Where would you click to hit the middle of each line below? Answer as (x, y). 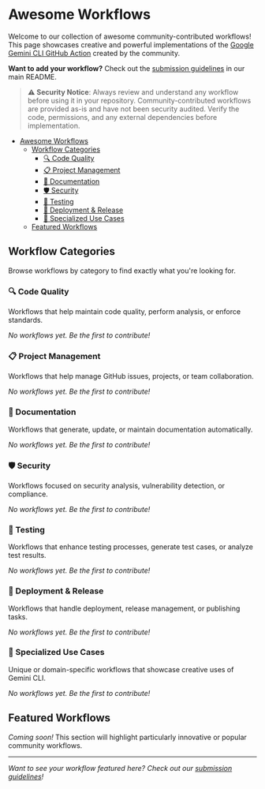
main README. (33, 77)
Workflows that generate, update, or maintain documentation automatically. (131, 429)
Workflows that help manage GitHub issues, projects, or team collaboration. (131, 376)
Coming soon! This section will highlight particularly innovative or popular (127, 737)
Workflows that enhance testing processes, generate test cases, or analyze (131, 547)
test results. (27, 555)
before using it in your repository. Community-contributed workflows (139, 100)
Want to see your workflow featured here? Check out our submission (120, 768)
